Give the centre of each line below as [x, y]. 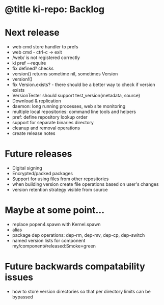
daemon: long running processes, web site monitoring [69, 106]
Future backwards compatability [75, 267]
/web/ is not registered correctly [46, 58]
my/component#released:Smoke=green [54, 246]
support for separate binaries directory [53, 123]
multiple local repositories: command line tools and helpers [74, 112]
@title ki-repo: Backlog [55, 9]
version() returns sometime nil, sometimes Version [65, 74]
